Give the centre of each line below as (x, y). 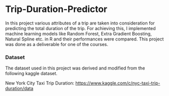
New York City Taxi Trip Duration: (40, 83)
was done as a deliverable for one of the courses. (57, 44)
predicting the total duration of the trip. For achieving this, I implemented (80, 28)
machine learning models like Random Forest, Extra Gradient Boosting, (79, 33)
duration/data (19, 88)
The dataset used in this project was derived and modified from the (75, 68)
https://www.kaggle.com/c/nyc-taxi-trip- (118, 83)
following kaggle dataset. (32, 73)
